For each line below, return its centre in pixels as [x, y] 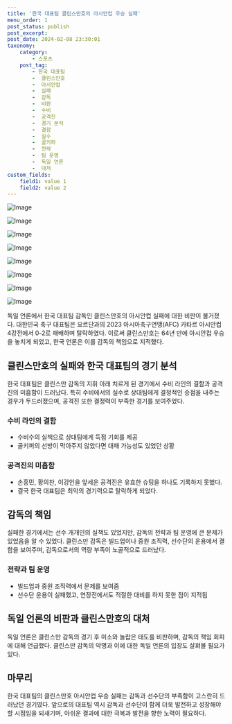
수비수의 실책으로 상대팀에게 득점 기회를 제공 [78, 437]
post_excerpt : [28, 33]
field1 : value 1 [43, 181]
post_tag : [34, 65]
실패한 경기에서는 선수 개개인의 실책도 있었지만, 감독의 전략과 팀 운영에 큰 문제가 [115, 533]
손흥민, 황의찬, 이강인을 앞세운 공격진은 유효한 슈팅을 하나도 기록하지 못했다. [120, 482]
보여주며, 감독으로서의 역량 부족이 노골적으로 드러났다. [93, 550]
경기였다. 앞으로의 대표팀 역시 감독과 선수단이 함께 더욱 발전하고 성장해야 [123, 705]
